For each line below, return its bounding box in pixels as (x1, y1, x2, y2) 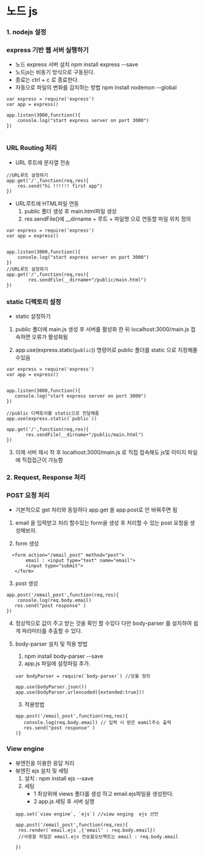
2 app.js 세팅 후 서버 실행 (33, 797, 95, 805)
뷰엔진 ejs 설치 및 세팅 (15, 766, 69, 774)
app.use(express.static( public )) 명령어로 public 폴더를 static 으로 (15, 346, 176, 353)
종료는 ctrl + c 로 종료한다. (15, 76, 80, 83)
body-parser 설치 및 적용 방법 (15, 640, 88, 648)
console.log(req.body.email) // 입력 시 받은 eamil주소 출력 (23, 720, 172, 726)
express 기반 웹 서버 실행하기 (6, 46, 89, 55)
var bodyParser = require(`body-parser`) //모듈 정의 (15, 673, 151, 679)
